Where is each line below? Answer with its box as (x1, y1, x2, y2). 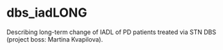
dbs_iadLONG (6, 5, 88, 21)
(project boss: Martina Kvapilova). (6, 35, 104, 43)
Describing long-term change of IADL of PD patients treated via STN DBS (6, 28, 217, 36)
